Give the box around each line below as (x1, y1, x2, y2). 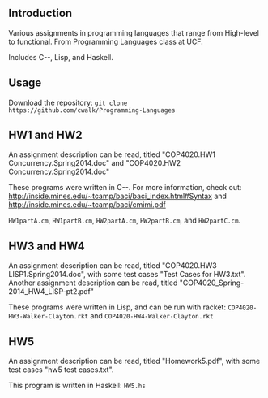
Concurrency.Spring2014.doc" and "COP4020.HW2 (8, 158, 181, 168)
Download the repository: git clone (8, 97, 128, 107)
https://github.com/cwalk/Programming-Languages (8, 106, 176, 115)
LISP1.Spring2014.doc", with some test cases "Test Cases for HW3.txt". (8, 270, 246, 279)
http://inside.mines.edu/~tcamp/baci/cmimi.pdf (8, 200, 166, 210)
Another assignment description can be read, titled (8, 278, 178, 288)
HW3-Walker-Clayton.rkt (8, 313, 89, 321)
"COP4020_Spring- (179, 278, 245, 288)
